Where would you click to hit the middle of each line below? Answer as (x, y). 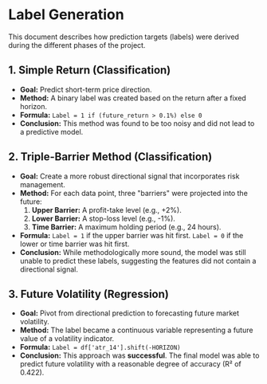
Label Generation (67, 15)
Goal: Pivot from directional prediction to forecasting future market (129, 313)
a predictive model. (51, 131)
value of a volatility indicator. (67, 339)
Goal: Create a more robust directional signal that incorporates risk (130, 176)
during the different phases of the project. (77, 45)
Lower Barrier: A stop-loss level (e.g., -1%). (103, 218)
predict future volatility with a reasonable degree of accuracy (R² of (130, 364)
